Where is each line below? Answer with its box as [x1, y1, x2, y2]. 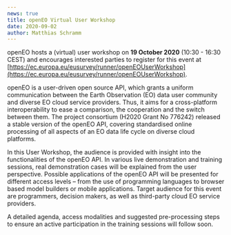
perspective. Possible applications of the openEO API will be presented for [7, 170, 219, 178]
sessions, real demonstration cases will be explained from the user [7, 163, 197, 171]
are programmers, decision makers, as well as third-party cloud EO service [7, 192, 221, 201]
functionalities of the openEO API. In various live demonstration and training [7, 156, 223, 164]
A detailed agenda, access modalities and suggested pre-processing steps [7, 213, 221, 221]
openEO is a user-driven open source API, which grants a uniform [7, 83, 194, 92]
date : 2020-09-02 [7, 23, 57, 30]
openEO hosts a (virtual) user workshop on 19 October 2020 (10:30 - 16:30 [7, 48, 221, 57]
